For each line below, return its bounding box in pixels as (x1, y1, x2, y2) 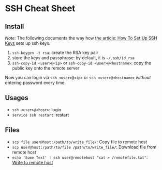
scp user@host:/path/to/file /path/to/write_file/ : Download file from (12, 144, 157, 150)
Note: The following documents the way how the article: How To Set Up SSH (5, 35, 157, 41)
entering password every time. (5, 80, 66, 85)
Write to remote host (12, 159, 53, 165)
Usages (5, 94, 29, 102)
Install (5, 22, 24, 31)
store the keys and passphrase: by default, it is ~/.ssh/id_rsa (12, 55, 134, 61)
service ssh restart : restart (12, 112, 69, 118)
